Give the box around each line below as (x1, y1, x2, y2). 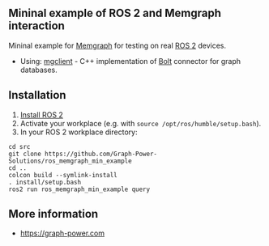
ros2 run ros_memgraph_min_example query (8, 185, 151, 193)
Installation (8, 88, 66, 102)
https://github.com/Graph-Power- (44, 150, 158, 158)
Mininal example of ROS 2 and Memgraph (8, 6, 221, 20)
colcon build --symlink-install (8, 171, 117, 179)
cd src (8, 142, 31, 151)
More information (8, 207, 99, 221)
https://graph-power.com (19, 228, 105, 238)
